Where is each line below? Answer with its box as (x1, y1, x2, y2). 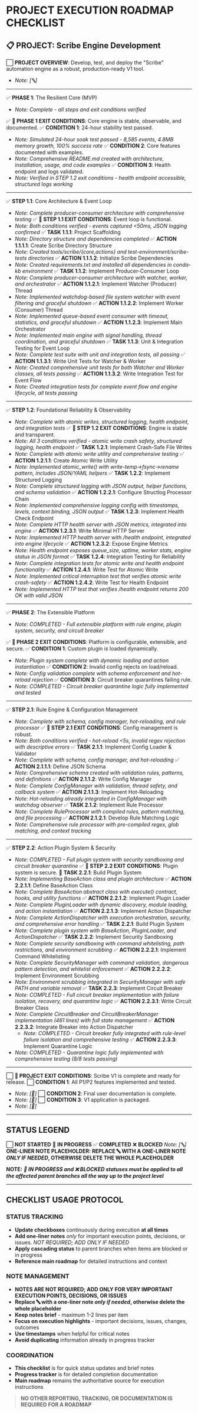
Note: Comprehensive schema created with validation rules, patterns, (14, 769, 184, 776)
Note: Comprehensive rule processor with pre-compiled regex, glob (14, 821, 179, 828)
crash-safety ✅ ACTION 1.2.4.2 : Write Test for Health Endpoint (14, 579, 169, 586)
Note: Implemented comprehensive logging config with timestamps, (14, 502, 180, 508)
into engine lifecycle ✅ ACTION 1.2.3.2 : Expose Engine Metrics (14, 540, 168, 547)
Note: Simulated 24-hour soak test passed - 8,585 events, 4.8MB (14, 136, 174, 142)
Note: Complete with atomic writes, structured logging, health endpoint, (14, 418, 190, 425)
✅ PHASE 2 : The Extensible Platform (6, 609, 95, 615)
